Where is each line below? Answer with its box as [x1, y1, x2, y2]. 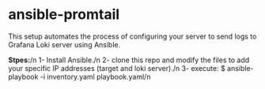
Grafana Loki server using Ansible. [8, 39, 121, 49]
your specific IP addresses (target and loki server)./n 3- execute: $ [8, 63, 225, 72]
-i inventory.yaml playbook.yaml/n [40, 72, 151, 81]
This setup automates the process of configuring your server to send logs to [8, 32, 257, 41]
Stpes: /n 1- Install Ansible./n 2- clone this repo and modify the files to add [8, 55, 250, 65]
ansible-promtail [8, 6, 120, 24]
